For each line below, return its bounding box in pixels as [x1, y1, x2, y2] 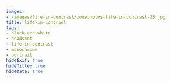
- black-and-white [6, 30, 51, 36]
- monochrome [6, 47, 38, 53]
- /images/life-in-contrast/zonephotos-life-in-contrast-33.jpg [6, 14, 166, 20]
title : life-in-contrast [6, 19, 67, 25]
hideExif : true [6, 57, 43, 63]
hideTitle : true [6, 63, 46, 69]
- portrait [6, 52, 33, 58]
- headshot [6, 36, 33, 41]
